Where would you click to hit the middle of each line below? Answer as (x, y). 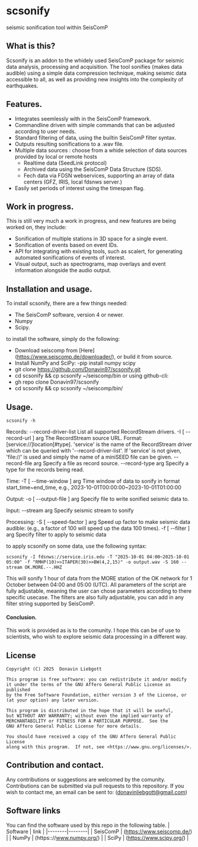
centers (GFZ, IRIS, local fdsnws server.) (73, 182)
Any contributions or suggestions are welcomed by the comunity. (86, 779)
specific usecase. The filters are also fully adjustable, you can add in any (95, 597)
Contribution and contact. (55, 765)
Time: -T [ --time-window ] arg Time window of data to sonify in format (93, 481)
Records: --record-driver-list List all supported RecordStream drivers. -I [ (95, 432)
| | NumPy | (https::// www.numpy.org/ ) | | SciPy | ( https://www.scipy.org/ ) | (98, 837)
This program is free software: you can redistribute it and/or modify (96, 680)
